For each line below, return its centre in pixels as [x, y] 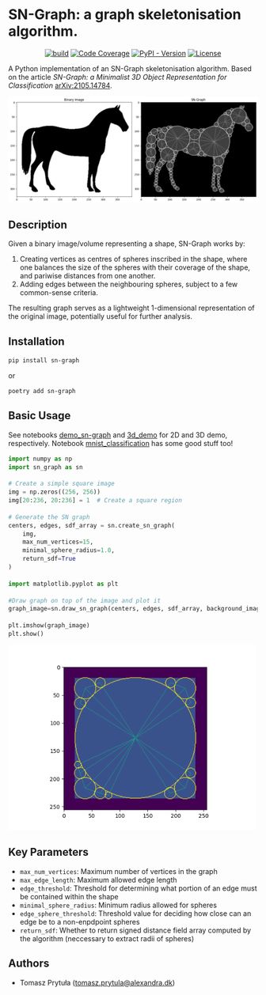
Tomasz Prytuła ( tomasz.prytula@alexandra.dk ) [97, 982]
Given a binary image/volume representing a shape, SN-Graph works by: [127, 244]
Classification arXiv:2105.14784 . [60, 85]
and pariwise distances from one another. [87, 276]
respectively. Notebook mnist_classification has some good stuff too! [121, 443]
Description [38, 224]
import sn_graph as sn [46, 467]
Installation [36, 341]
